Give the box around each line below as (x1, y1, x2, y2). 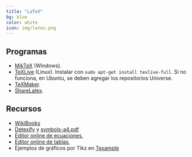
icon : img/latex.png (6, 25, 57, 31)
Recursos (6, 104, 42, 114)
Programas (6, 46, 47, 56)
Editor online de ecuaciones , (14, 132, 84, 139)
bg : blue (6, 14, 28, 20)
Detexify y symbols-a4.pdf (14, 125, 79, 132)
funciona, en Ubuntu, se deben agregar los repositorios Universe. (14, 74, 173, 82)
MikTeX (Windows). (14, 62, 62, 69)
